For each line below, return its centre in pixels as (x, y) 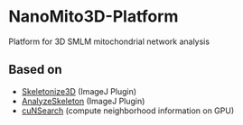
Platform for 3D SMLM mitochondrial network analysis (109, 41)
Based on (35, 70)
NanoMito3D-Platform (93, 17)
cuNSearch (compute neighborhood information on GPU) (128, 111)
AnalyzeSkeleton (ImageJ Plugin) (83, 101)
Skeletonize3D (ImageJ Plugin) (79, 91)
